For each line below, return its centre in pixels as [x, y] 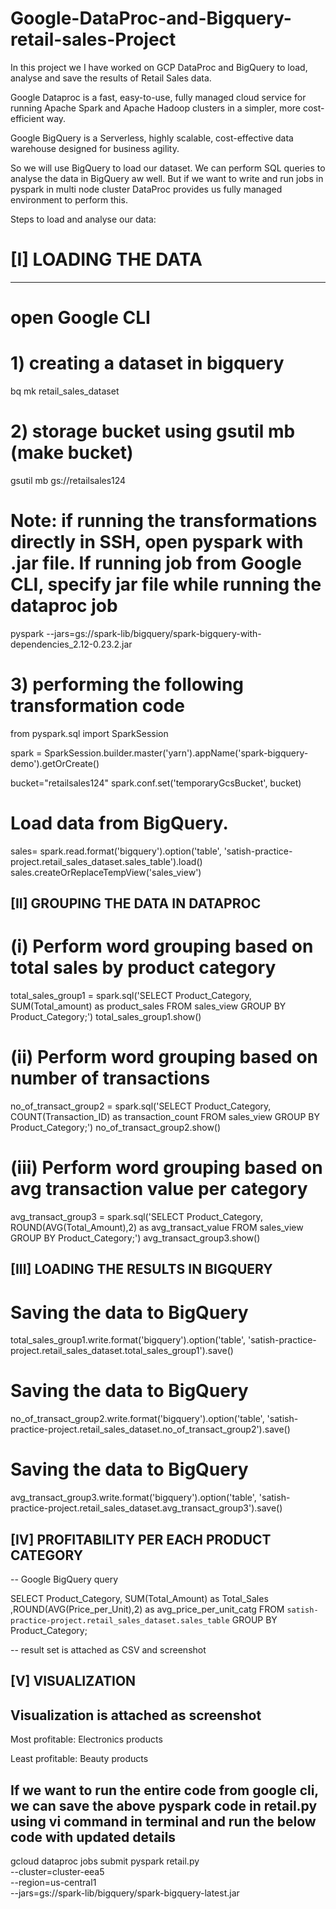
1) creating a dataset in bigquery [147, 363]
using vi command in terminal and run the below [163, 1821]
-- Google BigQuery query [64, 1579]
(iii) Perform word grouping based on [166, 1168]
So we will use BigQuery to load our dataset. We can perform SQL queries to [168, 168]
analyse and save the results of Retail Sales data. [111, 78]
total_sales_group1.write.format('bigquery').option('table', [128, 1340]
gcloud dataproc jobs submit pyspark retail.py [105, 1861]
